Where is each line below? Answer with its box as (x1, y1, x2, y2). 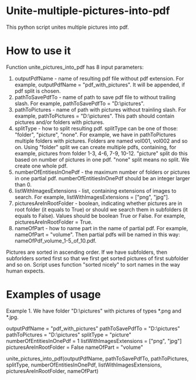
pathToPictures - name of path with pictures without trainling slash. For (14, 106, 187, 113)
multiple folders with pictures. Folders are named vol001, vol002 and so (14, 137, 188, 144)
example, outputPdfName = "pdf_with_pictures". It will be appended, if (14, 81, 185, 88)
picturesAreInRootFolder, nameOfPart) (6, 367, 99, 374)
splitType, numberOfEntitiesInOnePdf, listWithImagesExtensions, (6, 361, 163, 368)
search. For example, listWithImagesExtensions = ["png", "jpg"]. (14, 193, 170, 200)
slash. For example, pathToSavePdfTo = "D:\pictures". (14, 100, 145, 107)
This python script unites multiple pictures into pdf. (6, 23, 129, 31)
